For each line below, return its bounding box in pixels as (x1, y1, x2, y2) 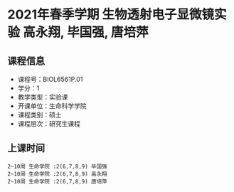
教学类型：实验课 (17, 93, 68, 101)
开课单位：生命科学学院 (17, 102, 87, 110)
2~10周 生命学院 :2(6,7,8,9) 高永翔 (7, 170, 107, 178)
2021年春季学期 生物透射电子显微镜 (7, 6, 215, 23)
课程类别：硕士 (17, 111, 62, 119)
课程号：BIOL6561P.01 (17, 75, 83, 83)
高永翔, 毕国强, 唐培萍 (22, 24, 149, 41)
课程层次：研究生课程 (17, 119, 80, 128)
